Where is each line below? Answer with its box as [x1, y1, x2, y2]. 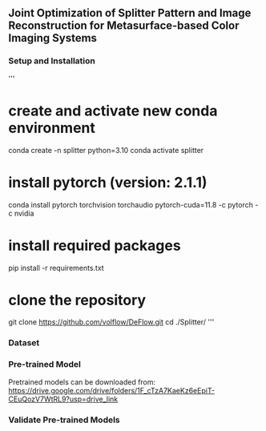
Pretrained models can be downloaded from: [8, 377, 156, 387]
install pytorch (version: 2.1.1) [8, 173, 208, 191]
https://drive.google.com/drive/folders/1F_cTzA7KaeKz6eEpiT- [8, 385, 215, 395]
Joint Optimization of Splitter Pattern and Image [8, 6, 252, 20]
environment [8, 119, 96, 137]
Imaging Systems [8, 31, 98, 45]
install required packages [8, 236, 182, 255]
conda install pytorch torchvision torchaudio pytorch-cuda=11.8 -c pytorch [8, 199, 254, 209]
